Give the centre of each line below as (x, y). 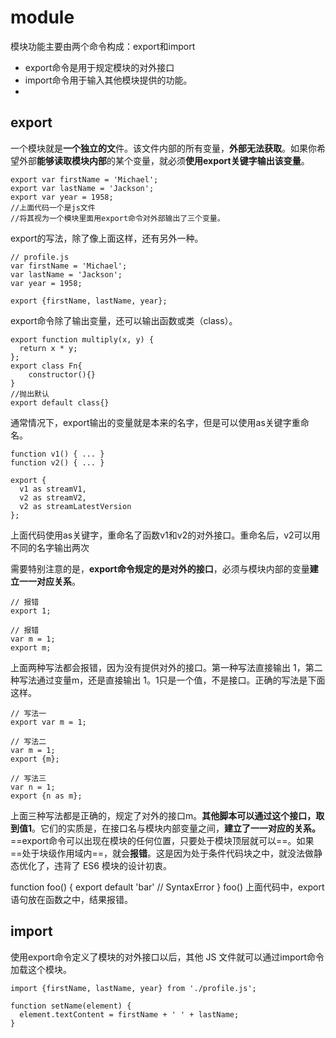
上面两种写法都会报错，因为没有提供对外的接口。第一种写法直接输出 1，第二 (166, 667)
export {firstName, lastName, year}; (89, 301)
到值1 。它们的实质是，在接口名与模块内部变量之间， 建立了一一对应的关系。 (166, 828)
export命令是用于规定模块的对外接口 (99, 67)
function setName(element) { (71, 1006)
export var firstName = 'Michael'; (84, 179)
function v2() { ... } (57, 462)
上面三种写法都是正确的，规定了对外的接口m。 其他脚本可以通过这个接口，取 (167, 815)
